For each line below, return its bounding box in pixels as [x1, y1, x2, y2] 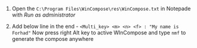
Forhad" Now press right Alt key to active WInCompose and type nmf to [11, 29, 186, 36]
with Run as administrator [11, 11, 76, 18]
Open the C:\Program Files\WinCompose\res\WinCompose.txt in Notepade [11, 5, 191, 12]
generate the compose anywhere [11, 36, 94, 42]
